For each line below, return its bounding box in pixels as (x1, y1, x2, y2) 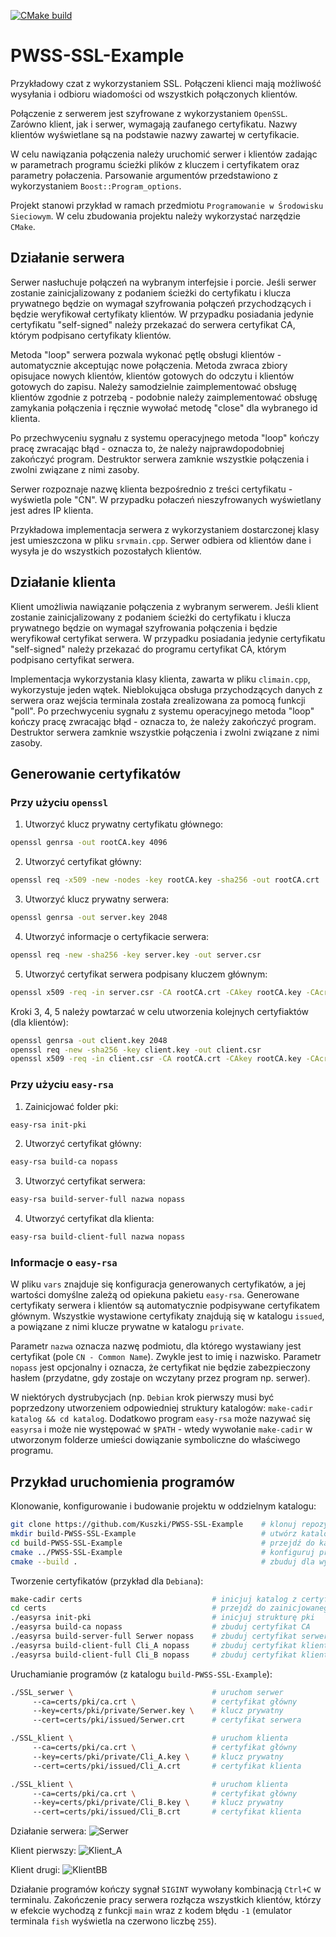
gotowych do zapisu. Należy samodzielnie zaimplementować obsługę (10, 380, 297, 392)
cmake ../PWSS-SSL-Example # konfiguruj (10, 1547, 315, 1557)
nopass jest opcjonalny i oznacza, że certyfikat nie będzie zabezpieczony (10, 1361, 311, 1374)
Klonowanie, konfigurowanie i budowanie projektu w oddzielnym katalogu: (10, 1500, 317, 1512)
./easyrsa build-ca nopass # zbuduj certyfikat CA (10, 1622, 311, 1632)
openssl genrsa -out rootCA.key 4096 (10, 838, 168, 848)
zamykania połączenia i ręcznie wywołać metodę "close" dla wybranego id (10, 401, 318, 414)
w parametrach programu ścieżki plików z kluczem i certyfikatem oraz (10, 158, 300, 170)
